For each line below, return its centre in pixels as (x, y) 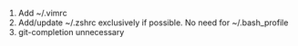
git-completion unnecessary (71, 32)
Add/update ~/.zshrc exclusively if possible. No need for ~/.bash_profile (153, 23)
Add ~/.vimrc (42, 13)
